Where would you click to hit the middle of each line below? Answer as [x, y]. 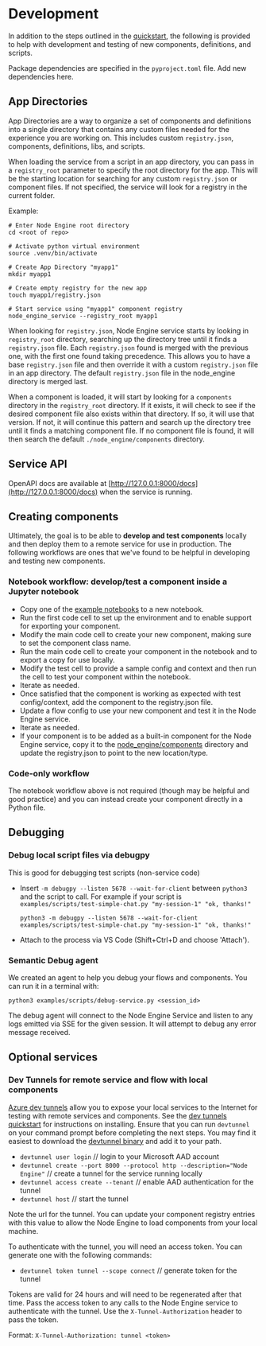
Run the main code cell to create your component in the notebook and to [139, 651]
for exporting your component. [70, 626]
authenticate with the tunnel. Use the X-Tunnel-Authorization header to [125, 1311]
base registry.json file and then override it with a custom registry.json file [133, 364]
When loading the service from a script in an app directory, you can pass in [131, 161]
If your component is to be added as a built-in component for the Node [135, 736]
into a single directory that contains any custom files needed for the [119, 129]
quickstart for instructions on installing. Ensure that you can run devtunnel [129, 1124]
